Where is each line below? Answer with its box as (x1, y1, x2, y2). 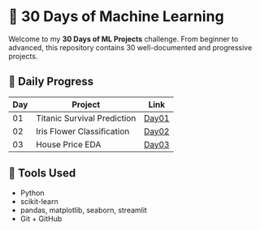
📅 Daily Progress (8, 75, 94, 88)
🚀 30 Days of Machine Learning (8, 7, 225, 26)
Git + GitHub (19, 214, 63, 224)
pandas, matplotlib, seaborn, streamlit (19, 205, 148, 215)
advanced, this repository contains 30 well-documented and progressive (8, 42, 253, 52)
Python (19, 188, 45, 198)
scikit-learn (19, 196, 58, 206)
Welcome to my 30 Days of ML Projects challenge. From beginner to (8, 34, 239, 44)
